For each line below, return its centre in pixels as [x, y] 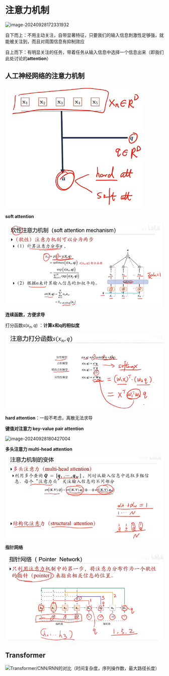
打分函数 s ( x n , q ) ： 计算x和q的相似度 [43, 326]
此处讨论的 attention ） [28, 58]
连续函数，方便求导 [25, 314]
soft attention [20, 216]
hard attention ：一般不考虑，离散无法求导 [49, 418]
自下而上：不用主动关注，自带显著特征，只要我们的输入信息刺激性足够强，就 [84, 35]
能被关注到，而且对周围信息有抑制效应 [45, 41]
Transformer [25, 656]
